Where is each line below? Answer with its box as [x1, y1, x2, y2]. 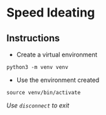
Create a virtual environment [16, 50, 98, 59]
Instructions [6, 32, 60, 44]
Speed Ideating [6, 5, 96, 21]
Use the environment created [16, 76, 100, 84]
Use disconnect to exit [6, 101, 70, 109]
